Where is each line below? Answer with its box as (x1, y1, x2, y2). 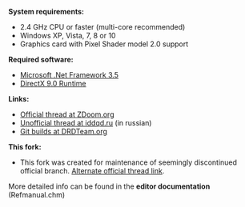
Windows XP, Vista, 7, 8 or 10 (19, 31, 116, 40)
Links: (8, 94, 30, 103)
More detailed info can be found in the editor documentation (8, 181, 211, 191)
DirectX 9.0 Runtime (19, 79, 86, 88)
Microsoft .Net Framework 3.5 (19, 70, 118, 79)
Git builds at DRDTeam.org (19, 127, 108, 136)
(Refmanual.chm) (8, 190, 66, 199)
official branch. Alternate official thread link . (19, 166, 165, 175)
